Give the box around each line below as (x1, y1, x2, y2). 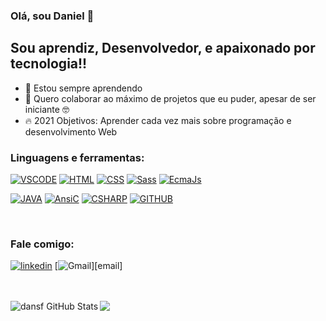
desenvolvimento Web (24, 125, 118, 138)
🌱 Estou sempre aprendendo (24, 82, 143, 94)
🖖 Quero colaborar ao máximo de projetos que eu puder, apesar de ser (24, 92, 317, 104)
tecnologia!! (10, 55, 88, 73)
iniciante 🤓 (24, 103, 70, 115)
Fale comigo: (10, 237, 75, 251)
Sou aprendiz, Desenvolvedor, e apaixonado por (10, 40, 316, 57)
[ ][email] (54, 260, 123, 272)
